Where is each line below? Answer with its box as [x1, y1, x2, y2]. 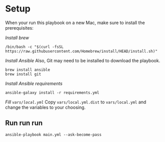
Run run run [5, 119, 43, 127]
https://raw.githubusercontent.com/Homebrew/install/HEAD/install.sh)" [5, 49, 157, 54]
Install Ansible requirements [5, 80, 62, 86]
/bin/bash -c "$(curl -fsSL [5, 44, 64, 49]
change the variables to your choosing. [5, 104, 86, 110]
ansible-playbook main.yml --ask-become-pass [5, 132, 101, 137]
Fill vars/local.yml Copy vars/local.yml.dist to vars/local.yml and [5, 99, 146, 105]
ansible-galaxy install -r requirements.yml [5, 90, 99, 95]
